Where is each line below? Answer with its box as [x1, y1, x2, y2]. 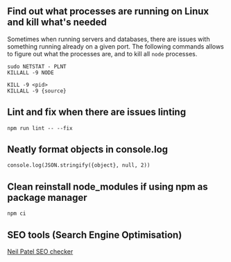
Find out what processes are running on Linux [7, 6, 209, 17]
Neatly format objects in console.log [7, 144, 169, 156]
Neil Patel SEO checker [7, 247, 74, 256]
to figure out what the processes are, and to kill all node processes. [7, 49, 198, 58]
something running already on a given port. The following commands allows [7, 42, 224, 51]
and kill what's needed [7, 17, 108, 28]
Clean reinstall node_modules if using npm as [7, 181, 208, 193]
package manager [7, 191, 88, 204]
